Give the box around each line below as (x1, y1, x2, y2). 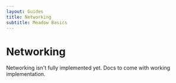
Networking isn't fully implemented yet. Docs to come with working (6, 64, 171, 71)
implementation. (6, 71, 46, 78)
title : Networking (6, 14, 52, 20)
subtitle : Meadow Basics (6, 19, 68, 25)
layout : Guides (6, 8, 44, 15)
